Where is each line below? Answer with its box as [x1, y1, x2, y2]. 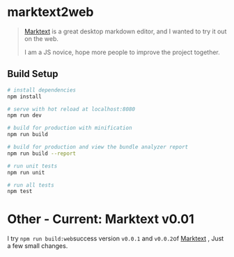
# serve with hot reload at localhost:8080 [7, 106, 136, 113]
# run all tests [7, 181, 54, 188]
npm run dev [7, 112, 42, 119]
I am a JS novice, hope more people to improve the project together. [24, 48, 221, 56]
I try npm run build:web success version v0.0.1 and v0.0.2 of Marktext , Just [7, 234, 224, 243]
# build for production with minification [7, 124, 132, 132]
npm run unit [7, 169, 45, 176]
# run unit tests [7, 163, 58, 169]
